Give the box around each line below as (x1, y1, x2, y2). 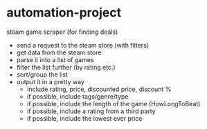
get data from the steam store (16, 48, 102, 57)
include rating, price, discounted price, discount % (26, 85, 172, 93)
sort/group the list (16, 70, 69, 79)
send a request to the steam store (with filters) (16, 41, 150, 49)
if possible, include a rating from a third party (26, 107, 156, 115)
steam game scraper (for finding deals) (6, 28, 118, 36)
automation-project (6, 5, 122, 21)
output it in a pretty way (16, 77, 84, 86)
